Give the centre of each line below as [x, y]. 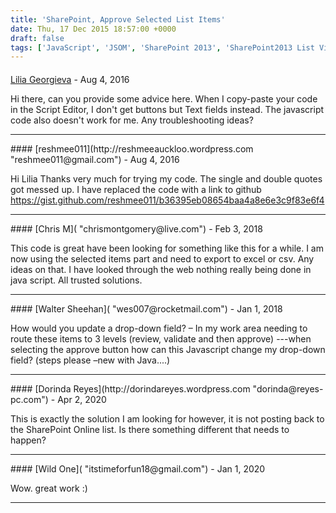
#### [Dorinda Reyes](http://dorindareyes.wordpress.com [130, 388]
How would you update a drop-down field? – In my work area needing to [159, 328]
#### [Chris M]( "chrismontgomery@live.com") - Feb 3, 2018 [136, 228]
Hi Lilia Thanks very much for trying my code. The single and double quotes [166, 178]
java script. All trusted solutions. [76, 280]
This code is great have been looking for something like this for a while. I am [167, 248]
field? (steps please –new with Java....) [90, 360]
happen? [28, 440]
